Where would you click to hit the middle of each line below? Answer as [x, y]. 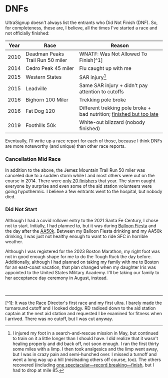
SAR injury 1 [93, 77]
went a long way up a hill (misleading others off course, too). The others [86, 360]
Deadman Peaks [45, 54]
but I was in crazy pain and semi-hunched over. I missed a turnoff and [84, 354]
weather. [14, 241]
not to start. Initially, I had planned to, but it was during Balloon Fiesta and [81, 226]
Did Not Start [21, 209]
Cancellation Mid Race [33, 159]
